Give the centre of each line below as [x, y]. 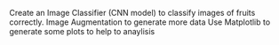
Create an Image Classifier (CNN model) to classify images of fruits [132, 13]
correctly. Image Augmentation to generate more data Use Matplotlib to [140, 22]
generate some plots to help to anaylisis [82, 31]
